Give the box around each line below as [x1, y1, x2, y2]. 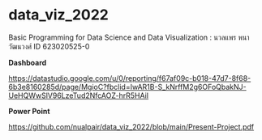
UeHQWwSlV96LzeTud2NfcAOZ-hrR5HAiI [8, 91, 149, 100]
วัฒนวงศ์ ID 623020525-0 [8, 41, 90, 51]
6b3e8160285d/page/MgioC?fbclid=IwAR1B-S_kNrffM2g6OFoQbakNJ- [8, 82, 247, 91]
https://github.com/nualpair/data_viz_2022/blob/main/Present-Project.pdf [8, 121, 255, 131]
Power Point [8, 106, 50, 116]
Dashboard [8, 57, 47, 67]
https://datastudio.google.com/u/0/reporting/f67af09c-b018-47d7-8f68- [8, 73, 251, 83]
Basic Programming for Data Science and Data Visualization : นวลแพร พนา [8, 32, 250, 42]
